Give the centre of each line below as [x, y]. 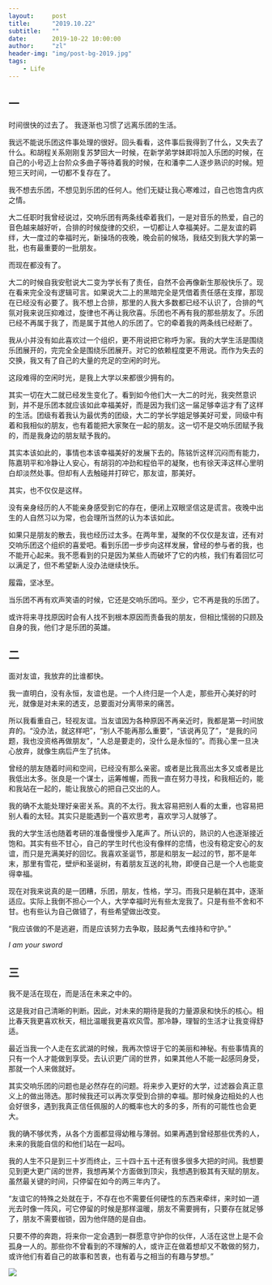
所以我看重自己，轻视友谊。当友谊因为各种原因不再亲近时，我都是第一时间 [132, 721]
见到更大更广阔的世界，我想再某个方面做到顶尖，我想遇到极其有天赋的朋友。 [136, 1171]
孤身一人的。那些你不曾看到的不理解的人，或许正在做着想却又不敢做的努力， [136, 1246]
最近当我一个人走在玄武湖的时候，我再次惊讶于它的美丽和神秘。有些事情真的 [136, 1049]
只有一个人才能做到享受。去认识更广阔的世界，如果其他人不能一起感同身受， [136, 1059]
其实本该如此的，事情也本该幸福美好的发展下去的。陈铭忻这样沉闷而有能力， [136, 452]
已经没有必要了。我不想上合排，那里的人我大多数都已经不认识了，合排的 [136, 302]
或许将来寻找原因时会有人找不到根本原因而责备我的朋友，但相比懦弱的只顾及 [136, 617]
